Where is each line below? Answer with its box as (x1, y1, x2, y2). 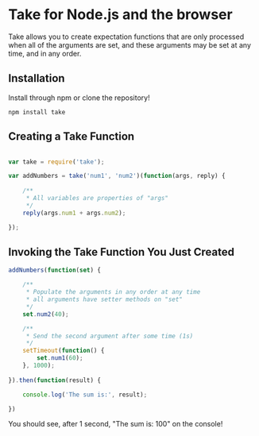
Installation (8, 71, 65, 85)
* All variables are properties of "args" (25, 195, 169, 203)
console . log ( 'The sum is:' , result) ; (22, 391, 148, 399)
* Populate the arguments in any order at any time (25, 288, 201, 296)
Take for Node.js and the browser (8, 6, 233, 24)
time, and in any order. (8, 48, 82, 58)
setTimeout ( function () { (22, 347, 105, 355)
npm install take (8, 108, 66, 116)
